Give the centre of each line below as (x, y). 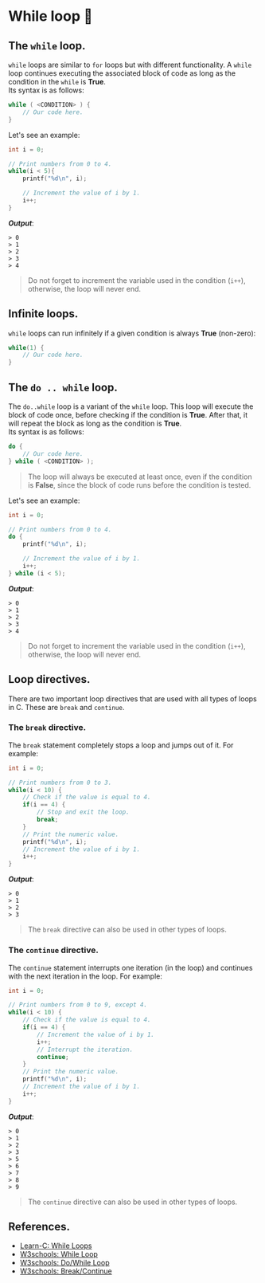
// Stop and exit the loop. (83, 812)
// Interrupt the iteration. (85, 1050)
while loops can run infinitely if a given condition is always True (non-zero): (132, 333)
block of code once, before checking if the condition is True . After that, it (128, 415)
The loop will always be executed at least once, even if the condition (140, 477)
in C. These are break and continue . (66, 707)
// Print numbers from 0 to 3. (60, 783)
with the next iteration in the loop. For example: (86, 976)
